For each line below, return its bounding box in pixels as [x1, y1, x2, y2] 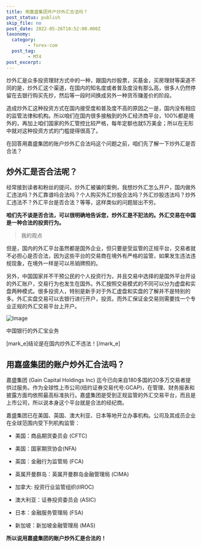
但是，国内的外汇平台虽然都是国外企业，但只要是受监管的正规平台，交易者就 [6, 245, 196, 252]
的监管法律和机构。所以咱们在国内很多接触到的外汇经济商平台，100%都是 [6, 112, 189, 119]
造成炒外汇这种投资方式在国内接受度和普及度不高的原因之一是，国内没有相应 [6, 104, 196, 111]
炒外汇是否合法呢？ [6, 166, 78, 177]
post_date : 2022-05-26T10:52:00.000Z [6, 25, 101, 32]
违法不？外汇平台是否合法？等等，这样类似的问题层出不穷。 [11, 199, 159, 206]
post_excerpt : [6, 59, 42, 65]
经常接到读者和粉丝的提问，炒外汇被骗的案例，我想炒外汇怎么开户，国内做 [6, 184, 191, 191]
